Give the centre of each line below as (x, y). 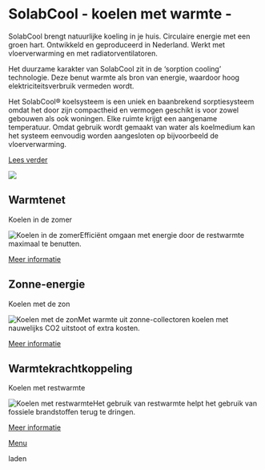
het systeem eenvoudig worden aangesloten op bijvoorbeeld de (113, 135)
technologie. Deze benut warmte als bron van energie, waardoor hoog (124, 77)
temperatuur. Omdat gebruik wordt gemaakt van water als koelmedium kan (132, 127)
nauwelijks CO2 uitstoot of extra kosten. (74, 328)
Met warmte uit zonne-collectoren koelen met (153, 319)
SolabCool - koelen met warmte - (120, 14)
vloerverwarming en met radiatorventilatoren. (83, 53)
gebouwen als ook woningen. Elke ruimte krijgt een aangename (113, 118)
